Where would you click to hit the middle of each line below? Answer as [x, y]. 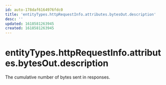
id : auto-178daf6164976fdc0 [34, 10]
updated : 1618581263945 [30, 24]
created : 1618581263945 [30, 28]
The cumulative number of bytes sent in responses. [58, 77]
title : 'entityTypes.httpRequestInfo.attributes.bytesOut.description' [81, 14]
